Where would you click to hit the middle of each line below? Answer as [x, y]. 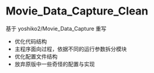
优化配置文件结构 [36, 56]
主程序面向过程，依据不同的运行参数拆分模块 [71, 49]
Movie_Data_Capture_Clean [77, 11]
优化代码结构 [30, 41]
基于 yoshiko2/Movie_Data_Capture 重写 [56, 28]
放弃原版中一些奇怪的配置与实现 [54, 64]
